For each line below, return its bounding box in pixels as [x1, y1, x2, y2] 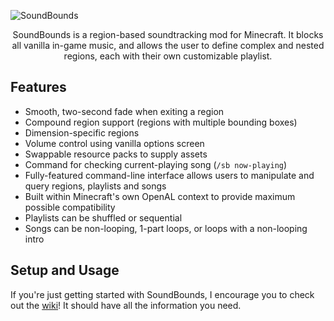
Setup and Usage [10, 262, 120, 279]
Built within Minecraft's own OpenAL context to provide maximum [24, 190, 296, 202]
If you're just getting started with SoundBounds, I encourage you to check [10, 288, 315, 300]
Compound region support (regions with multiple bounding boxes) [24, 116, 298, 128]
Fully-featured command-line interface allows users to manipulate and [24, 169, 315, 181]
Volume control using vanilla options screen [24, 137, 205, 149]
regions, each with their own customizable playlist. [63, 50, 273, 62]
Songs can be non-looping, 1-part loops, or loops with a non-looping [24, 222, 308, 234]
